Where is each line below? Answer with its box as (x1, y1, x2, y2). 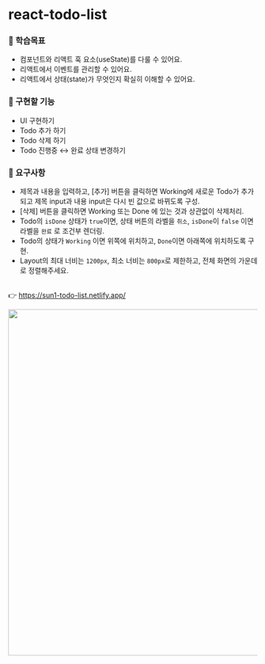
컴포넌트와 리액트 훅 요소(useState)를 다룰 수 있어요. (19, 55, 183, 64)
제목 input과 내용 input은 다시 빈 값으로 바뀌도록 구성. (34, 196, 200, 207)
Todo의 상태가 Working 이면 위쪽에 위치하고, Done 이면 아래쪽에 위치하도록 (19, 236, 247, 246)
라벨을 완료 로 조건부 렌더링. (19, 226, 105, 236)
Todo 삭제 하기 (19, 135, 66, 145)
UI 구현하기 (19, 116, 55, 125)
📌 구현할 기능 (8, 97, 55, 108)
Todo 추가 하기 (19, 125, 66, 135)
